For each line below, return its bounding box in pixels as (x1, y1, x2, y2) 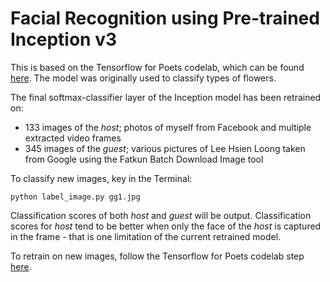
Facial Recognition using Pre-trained (10, 7, 320, 30)
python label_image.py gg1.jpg (10, 192, 141, 202)
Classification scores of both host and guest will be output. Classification (10, 209, 312, 221)
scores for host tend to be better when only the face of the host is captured (10, 220, 322, 232)
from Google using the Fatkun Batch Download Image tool (24, 153, 264, 165)
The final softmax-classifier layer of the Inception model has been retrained (10, 91, 322, 103)
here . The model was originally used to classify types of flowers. (10, 72, 277, 84)
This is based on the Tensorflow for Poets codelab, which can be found (10, 61, 305, 73)
